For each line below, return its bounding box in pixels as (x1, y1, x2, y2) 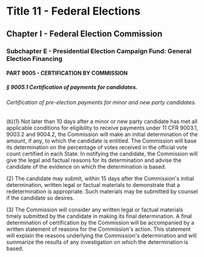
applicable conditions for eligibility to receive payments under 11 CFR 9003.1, (6, 124, 199, 132)
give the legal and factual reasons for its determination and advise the (6, 157, 181, 164)
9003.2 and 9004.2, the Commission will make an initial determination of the (6, 130, 198, 138)
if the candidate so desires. (6, 194, 75, 202)
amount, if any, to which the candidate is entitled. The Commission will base (6, 137, 197, 144)
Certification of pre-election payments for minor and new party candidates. (6, 99, 197, 106)
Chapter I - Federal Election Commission (6, 29, 163, 39)
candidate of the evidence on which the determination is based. (6, 163, 166, 170)
